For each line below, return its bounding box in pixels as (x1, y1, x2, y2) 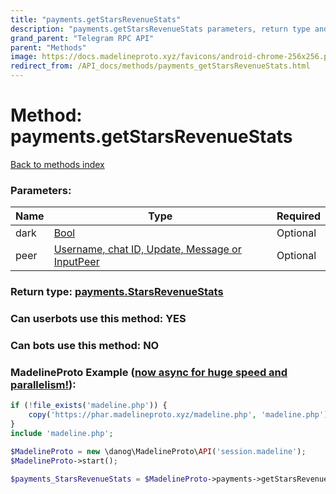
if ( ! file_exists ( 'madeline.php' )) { (10, 401, 168, 411)
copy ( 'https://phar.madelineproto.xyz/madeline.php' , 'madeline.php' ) (28, 410, 329, 420)
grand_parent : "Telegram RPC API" (10, 33, 155, 43)
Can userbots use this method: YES (10, 312, 187, 326)
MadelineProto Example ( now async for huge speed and (10, 365, 288, 379)
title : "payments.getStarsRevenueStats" (10, 14, 182, 25)
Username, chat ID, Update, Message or (53, 242, 242, 256)
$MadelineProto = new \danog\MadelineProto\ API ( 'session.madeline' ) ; (10, 446, 307, 456)
